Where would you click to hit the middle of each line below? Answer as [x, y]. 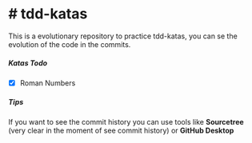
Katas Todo [28, 63]
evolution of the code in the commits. [70, 44]
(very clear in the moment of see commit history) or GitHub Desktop [121, 130]
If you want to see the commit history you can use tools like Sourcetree [126, 121]
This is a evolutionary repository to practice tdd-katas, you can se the [123, 36]
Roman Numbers [48, 83]
